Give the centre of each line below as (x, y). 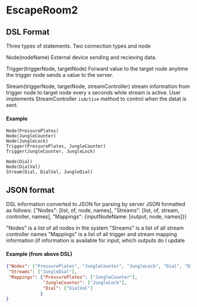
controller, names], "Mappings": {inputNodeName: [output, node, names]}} (96, 217)
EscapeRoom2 (42, 10)
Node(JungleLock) (27, 141)
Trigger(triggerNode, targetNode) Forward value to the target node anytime (97, 69)
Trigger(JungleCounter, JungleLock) (51, 151)
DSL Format (28, 32)
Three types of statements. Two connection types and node (79, 46)
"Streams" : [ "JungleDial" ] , (43, 272)
